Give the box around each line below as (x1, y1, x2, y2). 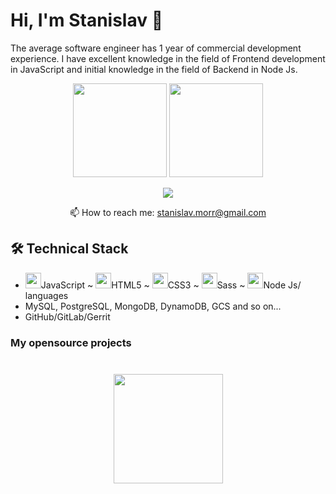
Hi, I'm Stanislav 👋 (10, 9, 164, 32)
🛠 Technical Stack (10, 240, 129, 258)
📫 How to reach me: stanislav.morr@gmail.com (69, 206, 267, 218)
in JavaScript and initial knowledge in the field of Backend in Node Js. (10, 63, 298, 75)
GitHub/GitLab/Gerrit (24, 310, 111, 323)
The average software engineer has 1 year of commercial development (10, 42, 302, 54)
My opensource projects (10, 335, 132, 349)
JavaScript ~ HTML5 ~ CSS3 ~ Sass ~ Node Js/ (40, 279, 302, 291)
